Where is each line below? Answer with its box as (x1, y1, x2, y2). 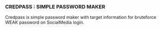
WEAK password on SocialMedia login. (5, 19, 84, 25)
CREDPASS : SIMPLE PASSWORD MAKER (5, 3, 106, 10)
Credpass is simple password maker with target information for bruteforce (5, 15, 157, 20)
